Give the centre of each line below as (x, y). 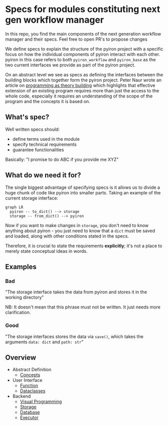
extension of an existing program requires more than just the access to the (82, 90)
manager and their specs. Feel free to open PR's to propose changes (76, 39)
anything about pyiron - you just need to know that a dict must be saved (80, 231)
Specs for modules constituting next (83, 9)
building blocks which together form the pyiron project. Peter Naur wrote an (83, 80)
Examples (21, 267)
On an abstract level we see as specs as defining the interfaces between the (84, 74)
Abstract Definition (32, 370)
